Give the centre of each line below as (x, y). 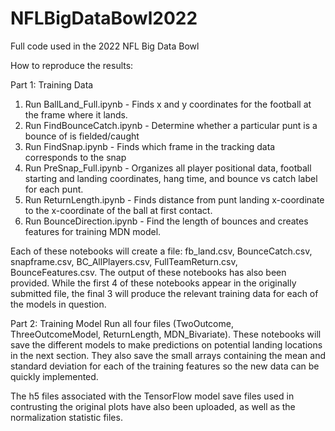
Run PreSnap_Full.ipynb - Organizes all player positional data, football (168, 168)
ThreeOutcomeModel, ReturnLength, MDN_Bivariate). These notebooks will (166, 334)
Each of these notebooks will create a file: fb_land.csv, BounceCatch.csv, (161, 251)
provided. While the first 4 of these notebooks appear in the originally (153, 283)
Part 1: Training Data (52, 84)
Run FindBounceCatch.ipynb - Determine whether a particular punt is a (171, 125)
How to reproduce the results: (72, 65)
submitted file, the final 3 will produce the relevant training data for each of (164, 293)
